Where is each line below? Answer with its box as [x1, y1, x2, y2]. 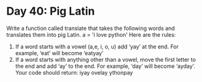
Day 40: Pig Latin [6, 4, 95, 18]
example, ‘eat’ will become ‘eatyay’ [15, 49, 104, 56]
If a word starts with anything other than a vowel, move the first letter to [15, 56, 196, 63]
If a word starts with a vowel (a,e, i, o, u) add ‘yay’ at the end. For [15, 43, 179, 50]
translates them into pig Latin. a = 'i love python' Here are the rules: [6, 31, 176, 38]
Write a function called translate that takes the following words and [6, 24, 175, 32]
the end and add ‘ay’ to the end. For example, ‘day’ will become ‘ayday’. [15, 62, 195, 70]
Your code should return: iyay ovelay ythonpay [15, 69, 133, 76]
